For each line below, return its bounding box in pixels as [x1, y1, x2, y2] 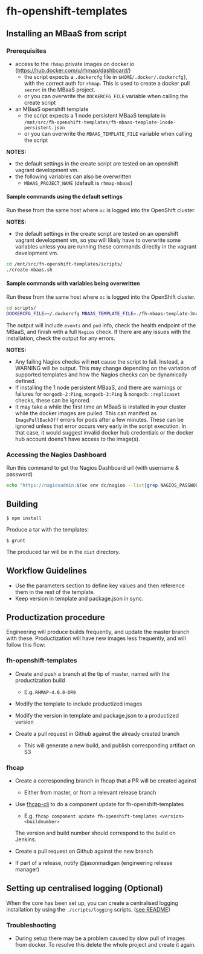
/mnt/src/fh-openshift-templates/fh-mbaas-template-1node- [24, 119, 176, 125]
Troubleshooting [6, 921, 56, 929]
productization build [14, 676, 65, 684]
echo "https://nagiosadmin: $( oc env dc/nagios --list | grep [6, 482, 158, 489]
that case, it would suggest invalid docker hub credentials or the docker [14, 429, 194, 436]
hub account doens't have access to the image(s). [14, 435, 140, 442]
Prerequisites [6, 47, 47, 55]
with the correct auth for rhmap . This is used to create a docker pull [24, 79, 190, 87]
